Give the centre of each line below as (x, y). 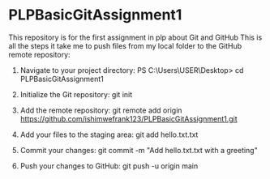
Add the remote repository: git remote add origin (101, 110)
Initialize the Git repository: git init (76, 94)
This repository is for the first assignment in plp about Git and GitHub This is (135, 37)
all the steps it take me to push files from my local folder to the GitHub (125, 45)
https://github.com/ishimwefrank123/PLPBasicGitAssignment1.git (129, 118)
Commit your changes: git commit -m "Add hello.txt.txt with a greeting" (139, 150)
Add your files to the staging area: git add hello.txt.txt (109, 134)
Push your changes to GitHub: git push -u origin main (109, 166)
